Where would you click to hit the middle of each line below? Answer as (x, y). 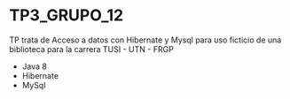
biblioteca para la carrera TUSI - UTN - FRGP (92, 49)
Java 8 (34, 66)
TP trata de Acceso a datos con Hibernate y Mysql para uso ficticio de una (145, 40)
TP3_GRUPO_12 (67, 15)
